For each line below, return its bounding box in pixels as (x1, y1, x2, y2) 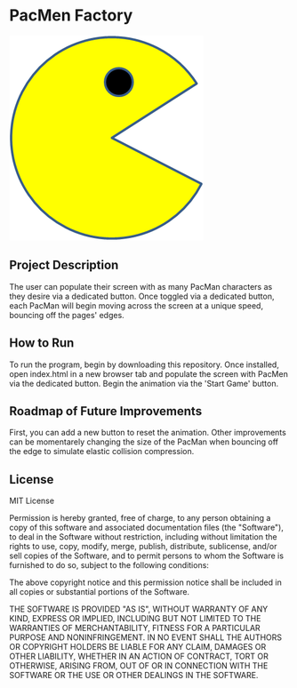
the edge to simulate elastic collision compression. (9, 446, 195, 457)
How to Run (9, 335, 75, 351)
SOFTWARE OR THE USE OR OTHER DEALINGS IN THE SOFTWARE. (9, 670, 259, 681)
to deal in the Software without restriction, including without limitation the (9, 532, 277, 542)
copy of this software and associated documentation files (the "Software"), (9, 522, 285, 533)
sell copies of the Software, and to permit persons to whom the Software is (9, 550, 285, 561)
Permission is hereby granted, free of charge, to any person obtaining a (9, 513, 271, 524)
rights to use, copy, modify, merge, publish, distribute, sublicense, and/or (9, 541, 277, 552)
